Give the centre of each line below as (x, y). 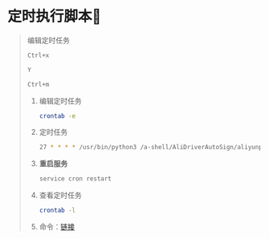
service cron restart (75, 179)
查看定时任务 (60, 195)
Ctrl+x (38, 55)
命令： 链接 (57, 227)
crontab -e (57, 116)
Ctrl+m (38, 84)
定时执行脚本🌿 (55, 16)
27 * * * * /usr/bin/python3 (88, 148)
